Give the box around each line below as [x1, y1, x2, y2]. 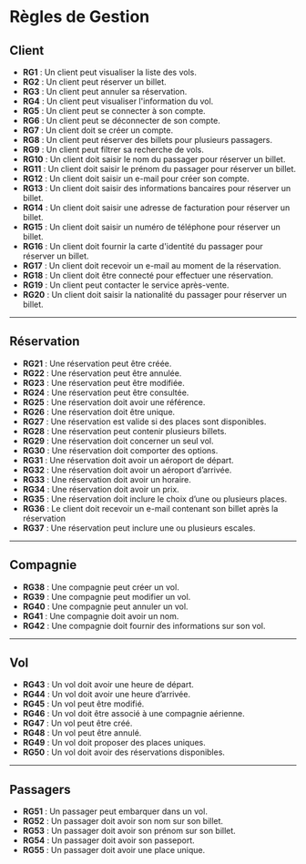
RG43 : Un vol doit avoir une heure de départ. [22, 679, 194, 690]
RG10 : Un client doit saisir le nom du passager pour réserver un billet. [22, 154, 286, 165]
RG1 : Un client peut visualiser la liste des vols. [22, 66, 198, 77]
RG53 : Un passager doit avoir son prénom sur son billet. [22, 826, 237, 837]
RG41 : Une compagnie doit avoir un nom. [22, 610, 179, 621]
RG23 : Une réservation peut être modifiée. [22, 377, 185, 388]
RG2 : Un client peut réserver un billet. [22, 76, 167, 87]
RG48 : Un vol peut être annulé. [22, 727, 142, 738]
